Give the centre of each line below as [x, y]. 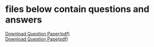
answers [24, 20]
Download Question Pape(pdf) [37, 39]
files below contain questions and [77, 9]
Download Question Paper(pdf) [37, 33]
